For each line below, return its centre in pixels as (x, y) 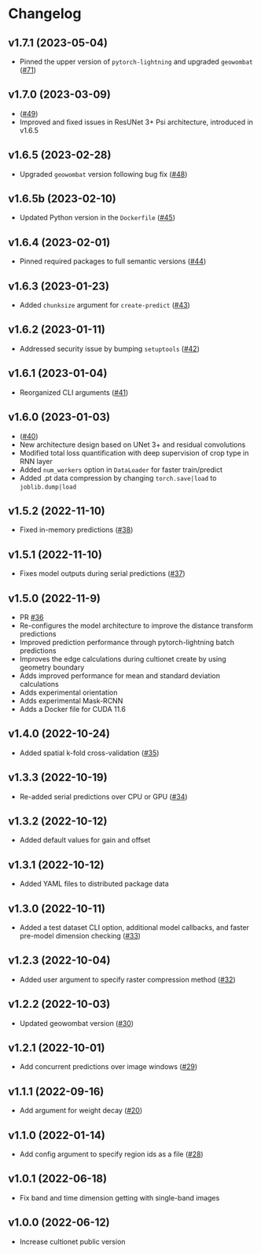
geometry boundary (52, 667)
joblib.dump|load (48, 487)
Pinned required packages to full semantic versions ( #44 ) (113, 261)
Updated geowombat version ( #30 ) (77, 1023)
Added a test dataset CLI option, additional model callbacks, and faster (134, 928)
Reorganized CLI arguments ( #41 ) (74, 392)
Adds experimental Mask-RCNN (71, 700)
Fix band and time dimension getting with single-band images (119, 1197)
